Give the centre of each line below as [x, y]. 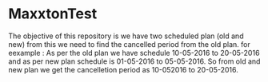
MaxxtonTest [53, 14]
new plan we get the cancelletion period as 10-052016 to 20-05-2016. [123, 69]
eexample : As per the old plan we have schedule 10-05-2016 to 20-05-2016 [134, 53]
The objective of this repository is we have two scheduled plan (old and [126, 36]
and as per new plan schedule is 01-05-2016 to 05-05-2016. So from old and [134, 61]
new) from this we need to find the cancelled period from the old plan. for [129, 44]
